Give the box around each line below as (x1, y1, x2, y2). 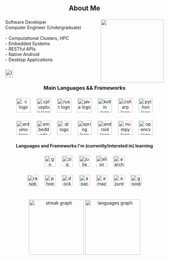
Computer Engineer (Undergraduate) (5, 25, 81, 31)
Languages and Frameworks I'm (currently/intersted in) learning (16, 142, 153, 148)
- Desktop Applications (5, 57, 53, 63)
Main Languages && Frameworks (43, 84, 126, 91)
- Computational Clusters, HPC (5, 35, 69, 41)
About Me (68, 4, 101, 13)
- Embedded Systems (5, 40, 50, 47)
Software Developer (5, 19, 47, 25)
